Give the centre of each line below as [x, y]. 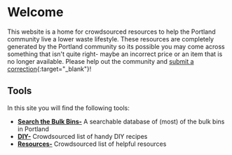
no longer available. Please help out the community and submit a [101, 61]
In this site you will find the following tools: [68, 108]
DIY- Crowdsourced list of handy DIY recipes [82, 136]
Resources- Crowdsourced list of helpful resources [92, 144]
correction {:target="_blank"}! [49, 69]
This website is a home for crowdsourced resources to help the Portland [111, 32]
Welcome [35, 12]
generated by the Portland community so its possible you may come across [116, 46]
